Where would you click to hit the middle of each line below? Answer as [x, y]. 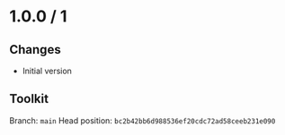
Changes [35, 50]
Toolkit [29, 99]
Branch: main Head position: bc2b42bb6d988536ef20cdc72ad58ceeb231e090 [142, 120]
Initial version [47, 71]
